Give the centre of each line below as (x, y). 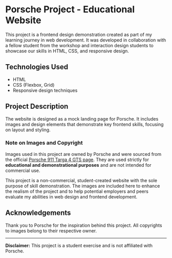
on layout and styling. (28, 130)
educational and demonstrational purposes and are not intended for (78, 165)
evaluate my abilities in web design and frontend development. (71, 196)
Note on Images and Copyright (44, 143)
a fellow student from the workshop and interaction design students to (79, 45)
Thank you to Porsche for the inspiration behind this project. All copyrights (84, 225)
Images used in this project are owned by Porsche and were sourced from (83, 154)
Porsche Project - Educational (70, 9)
